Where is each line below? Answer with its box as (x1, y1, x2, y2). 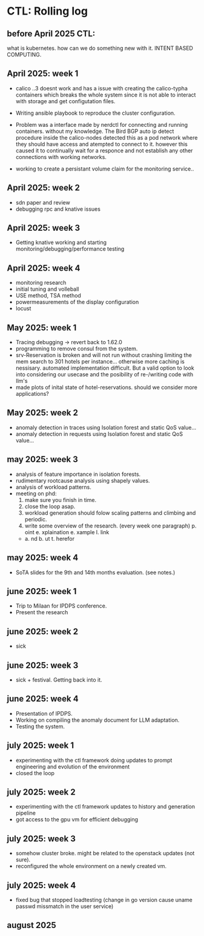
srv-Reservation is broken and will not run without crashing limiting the (15, 351, 192, 359)
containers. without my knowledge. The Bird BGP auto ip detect (15, 127, 174, 135)
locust (15, 305, 31, 312)
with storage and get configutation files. (15, 97, 116, 104)
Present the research (15, 609, 68, 616)
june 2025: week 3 (7, 660, 79, 670)
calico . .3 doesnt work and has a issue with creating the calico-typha (15, 84, 188, 92)
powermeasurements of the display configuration (15, 299, 139, 306)
